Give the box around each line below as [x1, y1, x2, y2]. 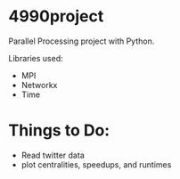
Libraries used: [8, 53, 63, 63]
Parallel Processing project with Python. [8, 36, 155, 46]
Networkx [20, 79, 58, 90]
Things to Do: [8, 120, 110, 141]
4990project [8, 6, 104, 27]
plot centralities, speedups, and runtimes [20, 159, 172, 170]
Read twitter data [20, 150, 86, 160]
